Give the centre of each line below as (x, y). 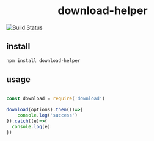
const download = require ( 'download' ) (56, 99)
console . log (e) (31, 126)
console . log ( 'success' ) (48, 115)
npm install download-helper (43, 60)
